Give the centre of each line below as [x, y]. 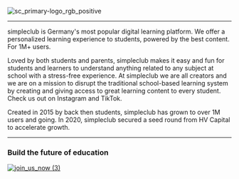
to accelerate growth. [39, 127]
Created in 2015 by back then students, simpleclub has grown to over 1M [114, 112]
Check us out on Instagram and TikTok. [65, 98]
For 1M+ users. [29, 47]
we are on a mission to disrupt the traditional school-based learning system [118, 83]
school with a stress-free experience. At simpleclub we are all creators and [117, 76]
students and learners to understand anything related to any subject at [111, 68]
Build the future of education [58, 152]
